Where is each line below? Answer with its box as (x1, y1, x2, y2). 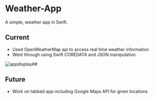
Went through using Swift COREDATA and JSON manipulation (12, 51, 136, 57)
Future (5, 75, 26, 84)
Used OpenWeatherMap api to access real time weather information (12, 46, 149, 52)
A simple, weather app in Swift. (5, 19, 68, 25)
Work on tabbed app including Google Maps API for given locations (12, 88, 148, 94)
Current (5, 33, 29, 42)
